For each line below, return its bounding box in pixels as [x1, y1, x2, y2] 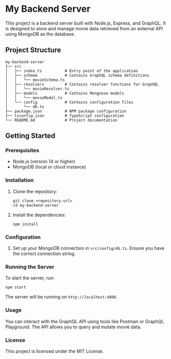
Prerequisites [5, 147, 39, 154]
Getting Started [5, 132, 56, 140]
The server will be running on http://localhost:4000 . [5, 294, 117, 300]
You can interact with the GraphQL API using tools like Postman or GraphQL [5, 318, 164, 324]
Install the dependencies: [12, 212, 66, 218]
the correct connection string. [12, 250, 76, 257]
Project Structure [5, 46, 61, 54]
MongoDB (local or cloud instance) [12, 164, 86, 170]
